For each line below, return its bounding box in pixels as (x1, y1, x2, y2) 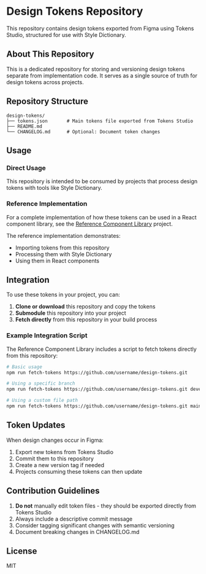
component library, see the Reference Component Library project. (6, 220, 173, 227)
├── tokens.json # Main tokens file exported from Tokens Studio (6, 118, 193, 124)
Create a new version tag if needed (15, 461, 104, 468)
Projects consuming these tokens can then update (15, 468, 143, 475)
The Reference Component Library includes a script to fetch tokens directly (6, 345, 197, 353)
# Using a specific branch (6, 380, 75, 387)
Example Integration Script (6, 331, 88, 340)
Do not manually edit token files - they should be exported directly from (15, 502, 196, 509)
